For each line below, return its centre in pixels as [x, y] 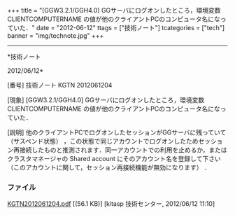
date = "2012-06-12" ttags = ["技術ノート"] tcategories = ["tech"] [130, 28]
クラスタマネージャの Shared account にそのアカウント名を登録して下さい [114, 159]
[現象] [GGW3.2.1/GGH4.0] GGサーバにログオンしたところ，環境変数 [106, 100]
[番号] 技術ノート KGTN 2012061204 [60, 85]
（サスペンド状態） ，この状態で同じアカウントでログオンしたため [103, 141]
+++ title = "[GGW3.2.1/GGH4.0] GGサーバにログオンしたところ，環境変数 [114, 10]
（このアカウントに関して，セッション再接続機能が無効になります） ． [109, 167]
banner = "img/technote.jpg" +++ [56, 36]
